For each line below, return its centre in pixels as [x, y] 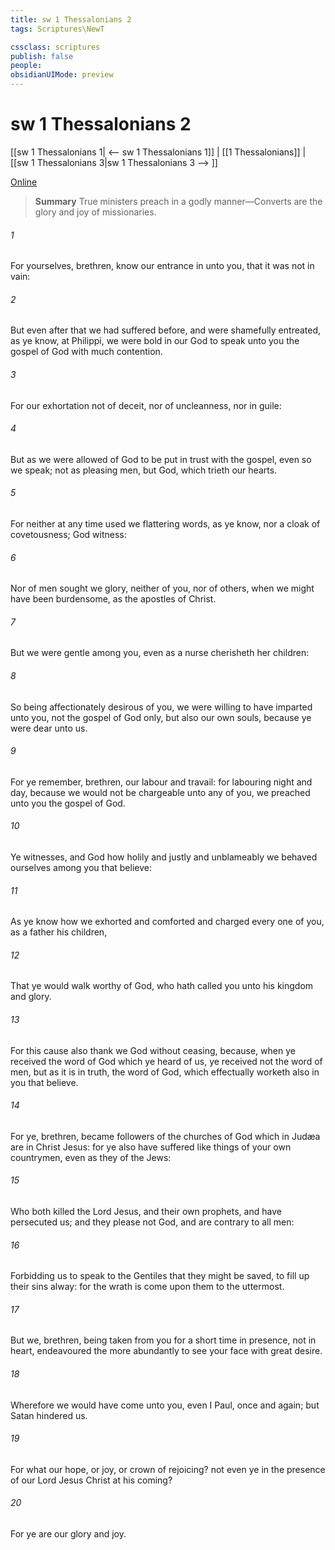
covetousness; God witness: [68, 534]
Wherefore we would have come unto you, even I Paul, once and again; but [165, 1405]
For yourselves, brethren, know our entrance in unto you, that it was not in [162, 266]
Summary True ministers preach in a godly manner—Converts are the [178, 201]
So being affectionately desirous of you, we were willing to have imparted [161, 707]
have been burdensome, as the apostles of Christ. [113, 599]
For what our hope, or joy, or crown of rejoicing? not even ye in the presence [168, 1469]
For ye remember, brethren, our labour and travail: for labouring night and [161, 782]
